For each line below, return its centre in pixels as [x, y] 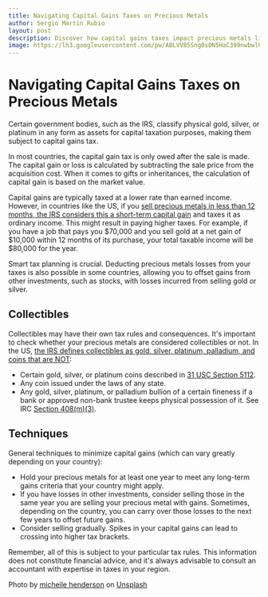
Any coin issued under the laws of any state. [93, 383]
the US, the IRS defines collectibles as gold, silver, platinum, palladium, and [132, 350]
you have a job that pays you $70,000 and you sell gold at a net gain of [125, 232]
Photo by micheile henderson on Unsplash [78, 584]
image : [19, 46]
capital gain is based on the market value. [77, 182]
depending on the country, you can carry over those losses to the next [136, 511]
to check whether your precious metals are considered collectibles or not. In [134, 342]
